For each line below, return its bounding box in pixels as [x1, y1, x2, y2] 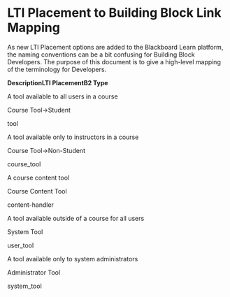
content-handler [7, 201, 55, 209]
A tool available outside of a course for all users [7, 214, 145, 222]
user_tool [7, 241, 34, 249]
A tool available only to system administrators [7, 254, 138, 263]
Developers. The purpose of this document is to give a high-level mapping [7, 57, 222, 66]
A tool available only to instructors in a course [7, 133, 139, 141]
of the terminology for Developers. [7, 65, 107, 73]
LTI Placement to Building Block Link [7, 5, 222, 21]
